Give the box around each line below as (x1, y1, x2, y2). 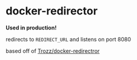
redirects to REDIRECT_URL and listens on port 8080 (5, 35, 132, 43)
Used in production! (5, 24, 57, 31)
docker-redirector (5, 4, 98, 18)
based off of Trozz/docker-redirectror (5, 47, 100, 55)
